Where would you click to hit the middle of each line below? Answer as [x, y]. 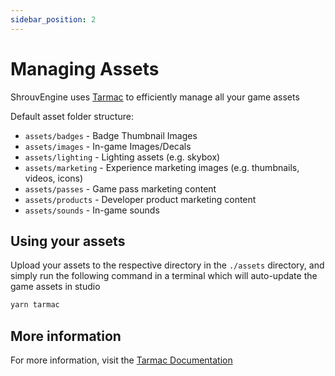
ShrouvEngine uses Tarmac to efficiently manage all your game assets [155, 97]
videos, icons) [54, 178]
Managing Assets [85, 68]
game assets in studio [55, 287]
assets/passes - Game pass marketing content [120, 188]
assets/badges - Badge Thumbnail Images [111, 135]
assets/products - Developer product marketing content [140, 199]
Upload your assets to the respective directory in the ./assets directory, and [167, 265]
